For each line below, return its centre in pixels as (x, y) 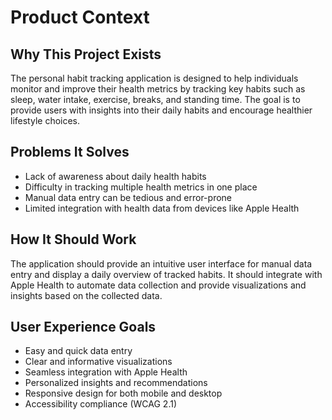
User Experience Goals (83, 327)
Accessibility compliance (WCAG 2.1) (101, 404)
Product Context (80, 17)
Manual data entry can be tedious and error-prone (128, 197)
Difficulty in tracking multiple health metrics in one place (141, 187)
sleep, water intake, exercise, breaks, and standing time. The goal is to (155, 99)
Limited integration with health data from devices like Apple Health (162, 208)
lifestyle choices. (45, 120)
